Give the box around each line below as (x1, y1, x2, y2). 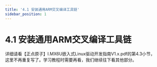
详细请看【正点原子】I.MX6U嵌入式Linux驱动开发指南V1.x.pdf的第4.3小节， (5, 51, 155, 57)
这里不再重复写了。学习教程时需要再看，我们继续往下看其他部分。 (5, 57, 137, 63)
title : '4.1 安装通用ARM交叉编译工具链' (5, 7, 80, 12)
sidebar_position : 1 (5, 12, 47, 17)
